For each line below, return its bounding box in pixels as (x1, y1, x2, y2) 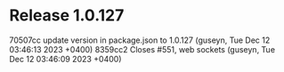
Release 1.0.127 (9, 5, 125, 26)
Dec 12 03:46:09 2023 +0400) (9, 53, 122, 64)
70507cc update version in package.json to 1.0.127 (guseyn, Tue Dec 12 (9, 35, 271, 45)
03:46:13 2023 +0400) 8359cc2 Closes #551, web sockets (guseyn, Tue (9, 44, 276, 54)
